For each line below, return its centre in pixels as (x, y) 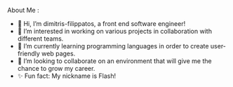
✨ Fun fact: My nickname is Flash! (67, 76)
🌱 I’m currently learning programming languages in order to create (113, 46)
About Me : (24, 10)
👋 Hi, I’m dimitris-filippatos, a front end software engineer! (101, 24)
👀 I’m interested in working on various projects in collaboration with (115, 31)
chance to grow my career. (56, 68)
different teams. (40, 39)
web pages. (59, 53)
